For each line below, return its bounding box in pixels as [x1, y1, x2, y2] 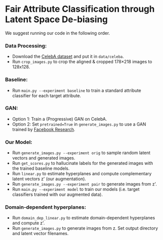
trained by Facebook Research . [12, 126, 75, 132]
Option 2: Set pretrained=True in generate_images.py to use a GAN [12, 121, 146, 127]
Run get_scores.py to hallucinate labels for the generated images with [12, 160, 153, 166]
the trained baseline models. [12, 165, 70, 171]
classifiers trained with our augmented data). [12, 191, 103, 197]
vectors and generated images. [12, 155, 75, 161]
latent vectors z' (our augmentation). [12, 176, 87, 182]
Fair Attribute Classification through [5, 3, 155, 15]
